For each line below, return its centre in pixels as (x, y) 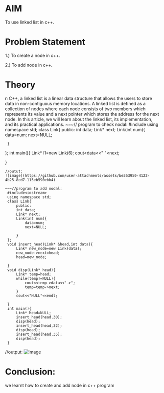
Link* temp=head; (34, 274)
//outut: (14, 171)
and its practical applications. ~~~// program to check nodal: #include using (82, 124)
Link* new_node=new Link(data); (49, 248)
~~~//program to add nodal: (34, 188)
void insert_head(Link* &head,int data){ (50, 244)
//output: (14, 352)
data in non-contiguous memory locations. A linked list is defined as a (75, 103)
